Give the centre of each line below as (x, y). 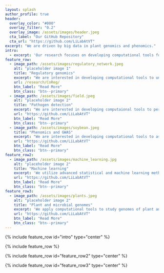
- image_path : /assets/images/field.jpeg (52, 96)
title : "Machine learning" (41, 168)
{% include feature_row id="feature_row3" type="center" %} (66, 265)
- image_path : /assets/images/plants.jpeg (53, 196)
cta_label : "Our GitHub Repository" (47, 37)
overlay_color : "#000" (32, 23)
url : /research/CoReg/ (37, 82)
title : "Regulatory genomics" (45, 73)
